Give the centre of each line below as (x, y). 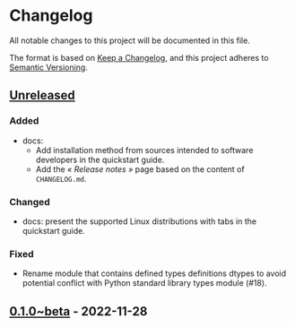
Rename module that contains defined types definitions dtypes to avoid (154, 273)
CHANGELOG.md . (61, 178)
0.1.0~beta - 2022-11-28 (78, 311)
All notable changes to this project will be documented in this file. (130, 40)
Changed (30, 202)
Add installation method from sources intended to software (144, 150)
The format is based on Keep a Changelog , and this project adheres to (139, 57)
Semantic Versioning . (48, 67)
